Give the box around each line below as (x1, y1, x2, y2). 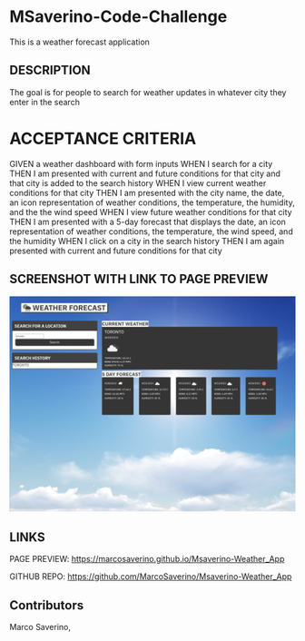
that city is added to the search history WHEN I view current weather (9, 177, 267, 188)
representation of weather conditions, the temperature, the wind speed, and (9, 225, 293, 237)
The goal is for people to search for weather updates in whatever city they (9, 86, 287, 97)
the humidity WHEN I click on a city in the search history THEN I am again (9, 235, 285, 246)
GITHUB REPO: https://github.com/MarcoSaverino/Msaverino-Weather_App (9, 571, 292, 582)
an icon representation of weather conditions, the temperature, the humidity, (9, 197, 295, 208)
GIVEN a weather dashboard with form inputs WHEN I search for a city (9, 158, 273, 169)
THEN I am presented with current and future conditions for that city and (9, 168, 281, 179)
